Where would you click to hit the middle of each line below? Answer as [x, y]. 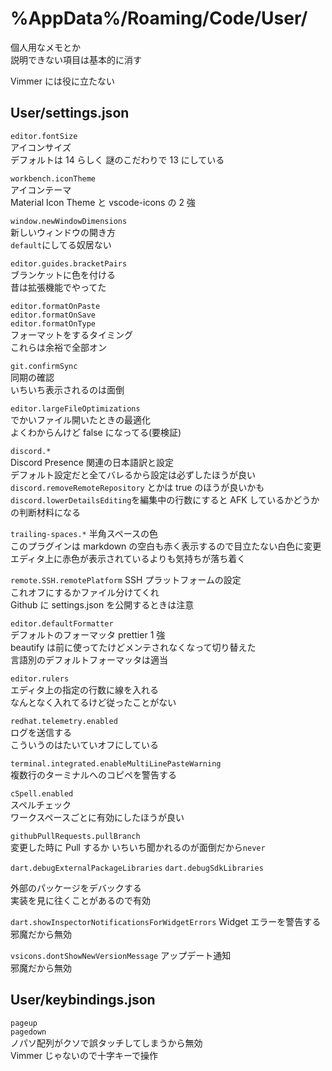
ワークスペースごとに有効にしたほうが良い [97, 817]
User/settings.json [70, 113]
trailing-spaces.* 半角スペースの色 [84, 533]
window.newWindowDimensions [69, 221]
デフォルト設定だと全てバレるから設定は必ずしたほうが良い [133, 474]
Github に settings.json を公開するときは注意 [102, 604]
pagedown [28, 1032]
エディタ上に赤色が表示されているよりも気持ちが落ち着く [128, 558]
